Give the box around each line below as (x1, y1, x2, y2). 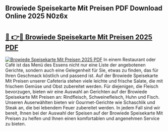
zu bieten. (5, 121, 26, 126)
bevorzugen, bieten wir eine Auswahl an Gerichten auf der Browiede (5, 89, 147, 95)
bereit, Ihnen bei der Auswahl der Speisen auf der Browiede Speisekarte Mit (5, 110, 163, 116)
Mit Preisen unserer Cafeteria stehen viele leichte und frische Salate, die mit (5, 78, 163, 84)
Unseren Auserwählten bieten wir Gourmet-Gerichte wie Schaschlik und (5, 99, 155, 105)
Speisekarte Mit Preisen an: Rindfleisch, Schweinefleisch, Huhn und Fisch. (5, 94, 160, 100)
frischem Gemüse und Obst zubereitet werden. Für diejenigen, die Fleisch (5, 83, 159, 89)
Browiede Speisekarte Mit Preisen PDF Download (5, 4, 163, 13)
